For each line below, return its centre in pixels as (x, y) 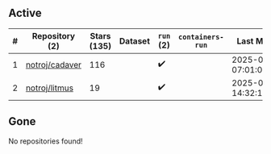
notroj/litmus (50, 88)
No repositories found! (46, 141)
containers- (201, 37)
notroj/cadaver (54, 65)
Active (25, 13)
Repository (53, 35)
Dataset (135, 41)
